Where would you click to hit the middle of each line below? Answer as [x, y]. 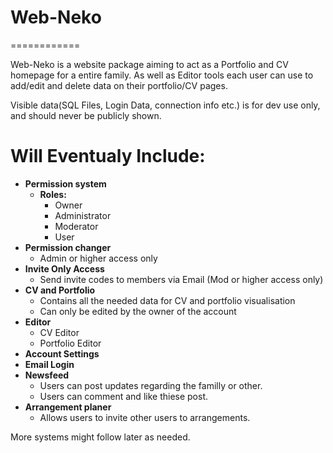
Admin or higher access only [98, 258]
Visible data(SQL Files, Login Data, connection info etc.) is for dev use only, [165, 105]
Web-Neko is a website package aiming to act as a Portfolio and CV [149, 64]
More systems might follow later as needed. [100, 437]
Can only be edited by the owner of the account [138, 311]
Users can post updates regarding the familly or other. [151, 385]
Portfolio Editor [70, 343]
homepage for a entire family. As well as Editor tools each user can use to [162, 75]
